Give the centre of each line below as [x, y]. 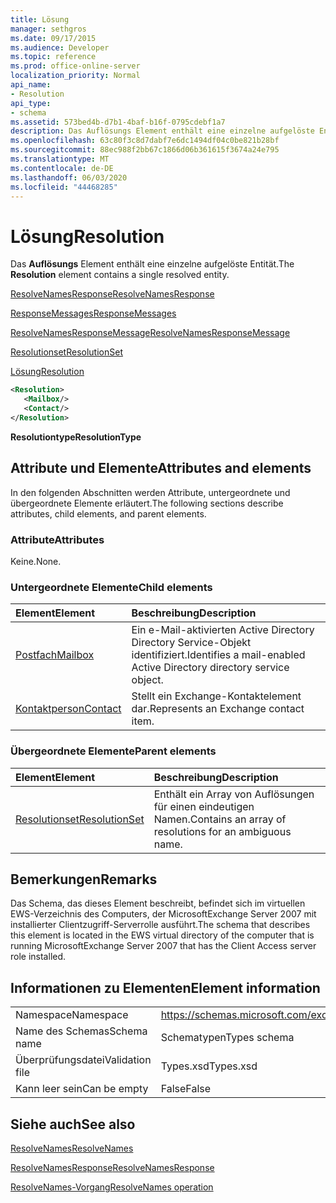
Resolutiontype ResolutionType [76, 437]
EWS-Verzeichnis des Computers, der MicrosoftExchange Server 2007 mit [163, 914]
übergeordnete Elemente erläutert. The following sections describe [147, 503]
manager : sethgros [48, 29]
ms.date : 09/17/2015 [53, 38]
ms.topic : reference [53, 57]
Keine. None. [36, 561]
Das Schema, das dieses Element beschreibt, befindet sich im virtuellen [158, 903]
